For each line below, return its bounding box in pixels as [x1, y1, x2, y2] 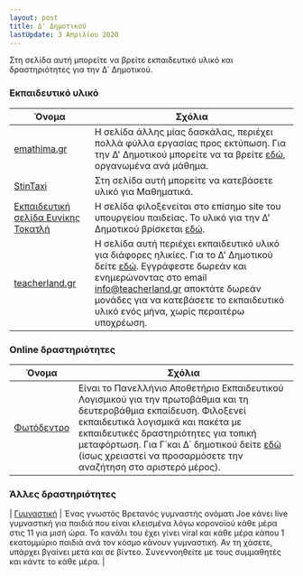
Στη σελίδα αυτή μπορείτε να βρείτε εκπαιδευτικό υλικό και [9, 55, 234, 66]
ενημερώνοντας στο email [94, 271, 207, 283]
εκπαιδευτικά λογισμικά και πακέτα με [78, 415, 242, 428]
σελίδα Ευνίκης [14, 211, 81, 224]
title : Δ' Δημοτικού [9, 22, 87, 31]
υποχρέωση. [94, 316, 147, 329]
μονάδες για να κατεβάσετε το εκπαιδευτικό [94, 293, 285, 306]
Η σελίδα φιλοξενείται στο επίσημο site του [94, 200, 281, 212]
